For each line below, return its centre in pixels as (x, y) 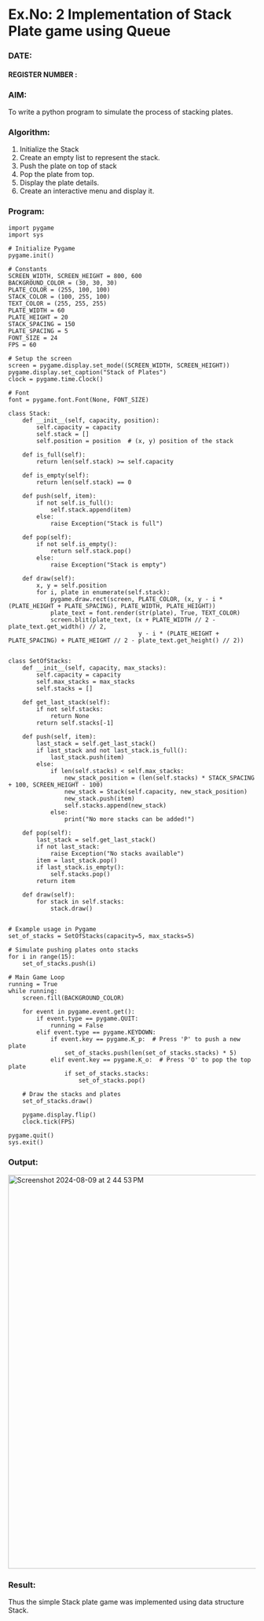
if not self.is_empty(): (77, 544)
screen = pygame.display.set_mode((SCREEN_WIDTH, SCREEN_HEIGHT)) (119, 365)
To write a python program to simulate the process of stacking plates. (121, 112)
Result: (22, 1585)
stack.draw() (71, 908)
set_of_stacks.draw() (57, 1101)
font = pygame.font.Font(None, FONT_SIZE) (79, 400)
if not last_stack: (68, 846)
